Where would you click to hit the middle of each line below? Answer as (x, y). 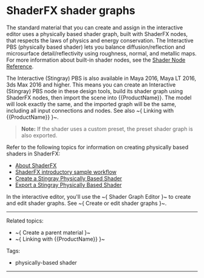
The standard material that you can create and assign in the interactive (95, 27)
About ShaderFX (36, 165)
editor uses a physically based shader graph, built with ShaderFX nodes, (97, 34)
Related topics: (25, 221)
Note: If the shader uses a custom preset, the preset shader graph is (107, 129)
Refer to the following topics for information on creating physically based (97, 147)
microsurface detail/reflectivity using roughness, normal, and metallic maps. (102, 53)
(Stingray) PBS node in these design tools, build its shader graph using (95, 91)
